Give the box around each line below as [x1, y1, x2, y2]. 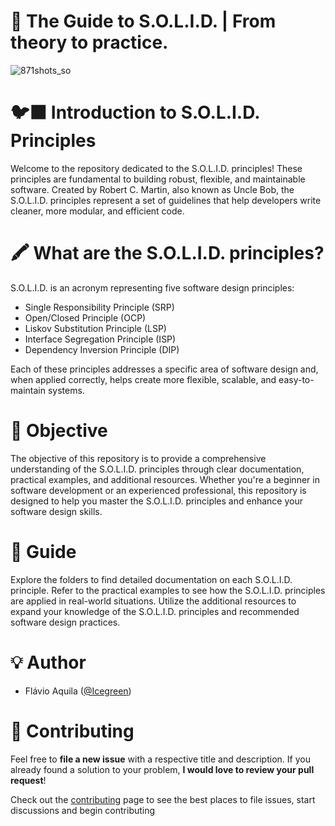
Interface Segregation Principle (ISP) [24, 333, 177, 345]
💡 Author [10, 651, 87, 674]
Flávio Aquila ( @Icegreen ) [24, 685, 132, 697]
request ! [10, 774, 47, 786]
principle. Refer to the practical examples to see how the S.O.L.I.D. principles [10, 584, 326, 596]
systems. [47, 384, 85, 396]
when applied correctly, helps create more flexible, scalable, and [10, 373, 277, 385]
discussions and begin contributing [10, 804, 156, 816]
